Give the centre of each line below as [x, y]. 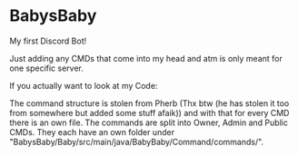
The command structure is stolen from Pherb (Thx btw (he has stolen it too [149, 103]
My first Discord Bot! [48, 41]
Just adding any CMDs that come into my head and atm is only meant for [146, 58]
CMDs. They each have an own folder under [92, 132]
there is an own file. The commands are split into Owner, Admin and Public [149, 122]
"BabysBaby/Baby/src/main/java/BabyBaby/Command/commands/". [137, 141]
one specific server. [47, 68]
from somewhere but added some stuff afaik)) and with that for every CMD [149, 112]
